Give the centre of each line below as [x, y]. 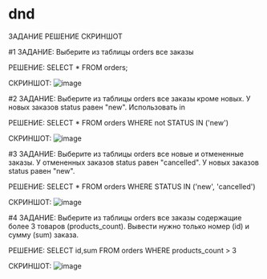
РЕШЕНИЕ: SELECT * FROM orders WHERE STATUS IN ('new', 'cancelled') [132, 187]
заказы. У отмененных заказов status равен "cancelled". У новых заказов [133, 162]
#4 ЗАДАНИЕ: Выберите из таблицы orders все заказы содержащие [125, 217]
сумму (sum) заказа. [43, 235]
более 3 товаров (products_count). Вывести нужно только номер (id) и [129, 226]
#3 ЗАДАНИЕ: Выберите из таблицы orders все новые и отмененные [126, 154]
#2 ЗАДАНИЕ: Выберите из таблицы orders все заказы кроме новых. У [129, 98]
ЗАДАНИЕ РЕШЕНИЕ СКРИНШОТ [65, 36]
